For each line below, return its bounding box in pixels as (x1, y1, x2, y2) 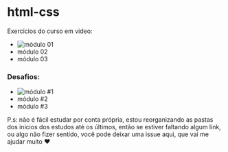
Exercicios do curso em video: (7, 27, 93, 35)
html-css (7, 4, 60, 20)
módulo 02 (16, 47, 48, 56)
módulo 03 (16, 54, 48, 63)
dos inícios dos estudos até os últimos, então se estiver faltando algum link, (7, 123, 221, 131)
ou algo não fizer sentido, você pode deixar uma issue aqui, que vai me (7, 130, 209, 138)
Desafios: (7, 72, 40, 81)
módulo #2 (16, 95, 48, 103)
